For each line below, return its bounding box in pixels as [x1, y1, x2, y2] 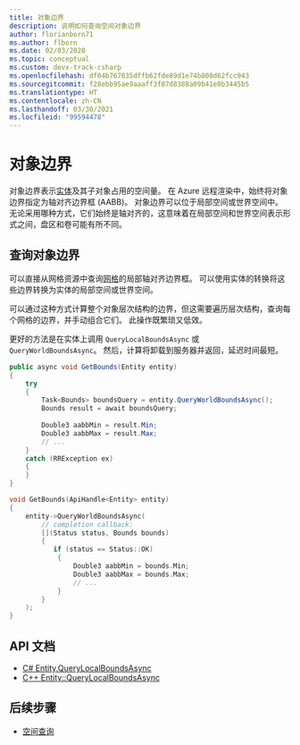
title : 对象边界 [9, 13, 64, 22]
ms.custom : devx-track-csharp [9, 63, 122, 72]
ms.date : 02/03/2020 [9, 47, 87, 55]
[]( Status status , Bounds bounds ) [41, 529, 170, 538]
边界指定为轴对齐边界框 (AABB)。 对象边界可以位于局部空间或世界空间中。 [9, 197, 283, 207]
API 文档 [9, 639, 56, 654]
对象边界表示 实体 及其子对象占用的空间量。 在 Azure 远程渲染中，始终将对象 [9, 185, 288, 197]
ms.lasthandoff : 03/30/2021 [9, 105, 114, 114]
